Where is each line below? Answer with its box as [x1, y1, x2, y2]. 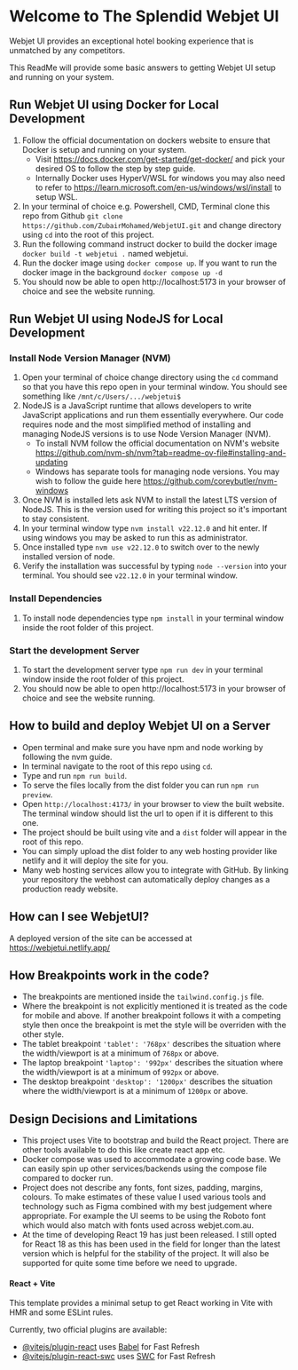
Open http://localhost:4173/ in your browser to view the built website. [21, 798, 285, 809]
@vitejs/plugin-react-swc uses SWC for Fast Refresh [21, 1351, 216, 1362]
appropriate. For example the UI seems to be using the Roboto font [21, 1210, 266, 1222]
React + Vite [9, 1278, 56, 1288]
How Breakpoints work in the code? [9, 968, 210, 983]
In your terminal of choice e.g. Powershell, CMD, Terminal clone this [21, 201, 271, 211]
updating [35, 457, 68, 468]
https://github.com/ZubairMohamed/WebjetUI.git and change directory [21, 219, 282, 230]
